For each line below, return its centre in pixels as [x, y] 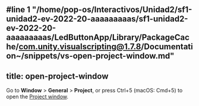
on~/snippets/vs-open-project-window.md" [90, 56]
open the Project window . [37, 97]
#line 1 [18, 10]
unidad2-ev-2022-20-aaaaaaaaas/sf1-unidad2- [97, 19]
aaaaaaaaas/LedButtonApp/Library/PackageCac [98, 38]
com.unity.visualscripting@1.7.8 [80, 47]
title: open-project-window [57, 76]
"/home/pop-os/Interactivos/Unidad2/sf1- [112, 10]
